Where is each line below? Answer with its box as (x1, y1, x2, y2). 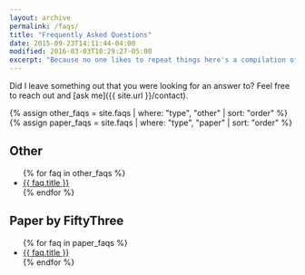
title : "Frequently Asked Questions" (9, 30, 152, 39)
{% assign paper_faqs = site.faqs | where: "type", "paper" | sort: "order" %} (9, 117, 293, 128)
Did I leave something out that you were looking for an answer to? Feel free (9, 81, 290, 91)
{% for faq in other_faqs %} (22, 167, 126, 178)
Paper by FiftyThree (9, 213, 124, 229)
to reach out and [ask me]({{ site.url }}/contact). (9, 90, 189, 101)
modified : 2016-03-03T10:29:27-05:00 (9, 47, 152, 56)
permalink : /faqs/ (9, 22, 79, 31)
